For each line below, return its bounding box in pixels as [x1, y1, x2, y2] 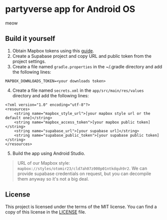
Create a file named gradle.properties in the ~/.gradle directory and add [12, 63, 163, 69]
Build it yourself [5, 34, 56, 43]
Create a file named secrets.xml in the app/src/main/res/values [12, 87, 144, 93]
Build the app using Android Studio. [12, 150, 86, 156]
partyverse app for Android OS [5, 3, 136, 15]
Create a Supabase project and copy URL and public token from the [12, 53, 152, 59]
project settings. [12, 58, 46, 64]
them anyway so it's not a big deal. [17, 176, 89, 182]
